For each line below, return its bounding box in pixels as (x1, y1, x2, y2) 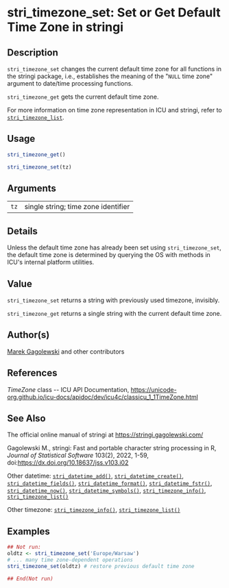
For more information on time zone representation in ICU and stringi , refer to (7, 106, 223, 114)
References (7, 367, 58, 379)
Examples (7, 526, 50, 537)
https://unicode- (130, 385, 177, 393)
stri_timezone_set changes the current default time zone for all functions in (7, 65, 221, 73)
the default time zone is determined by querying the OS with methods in (7, 251, 210, 259)
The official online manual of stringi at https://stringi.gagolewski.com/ (7, 430, 204, 439)
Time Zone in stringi (7, 19, 124, 35)
